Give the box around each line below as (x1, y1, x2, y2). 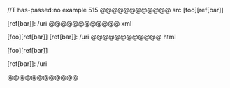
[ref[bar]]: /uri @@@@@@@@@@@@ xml (7, 19, 132, 27)
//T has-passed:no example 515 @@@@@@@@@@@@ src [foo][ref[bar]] (7, 6, 224, 14)
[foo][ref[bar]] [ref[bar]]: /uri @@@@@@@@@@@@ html (7, 33, 176, 41)
